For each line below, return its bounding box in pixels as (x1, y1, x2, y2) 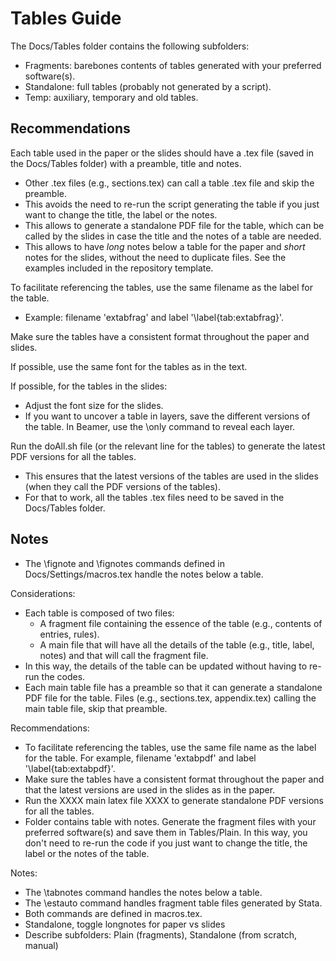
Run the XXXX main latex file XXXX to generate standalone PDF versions (24, 794, 324, 806)
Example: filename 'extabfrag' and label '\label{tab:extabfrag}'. (24, 311, 285, 323)
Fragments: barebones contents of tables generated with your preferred (24, 59, 322, 71)
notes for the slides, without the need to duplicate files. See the (24, 251, 287, 263)
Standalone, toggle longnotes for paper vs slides (24, 918, 226, 930)
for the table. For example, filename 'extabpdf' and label (24, 752, 257, 764)
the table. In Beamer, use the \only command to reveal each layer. (24, 420, 296, 432)
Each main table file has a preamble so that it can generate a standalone (24, 681, 323, 693)
